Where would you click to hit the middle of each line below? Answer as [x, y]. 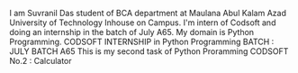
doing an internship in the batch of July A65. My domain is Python [132, 32]
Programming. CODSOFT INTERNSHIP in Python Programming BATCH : [142, 41]
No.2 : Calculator [41, 61]
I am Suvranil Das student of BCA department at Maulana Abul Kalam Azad [148, 13]
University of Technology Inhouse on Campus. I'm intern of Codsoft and [143, 23]
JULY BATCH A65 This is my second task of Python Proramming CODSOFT [149, 51]
